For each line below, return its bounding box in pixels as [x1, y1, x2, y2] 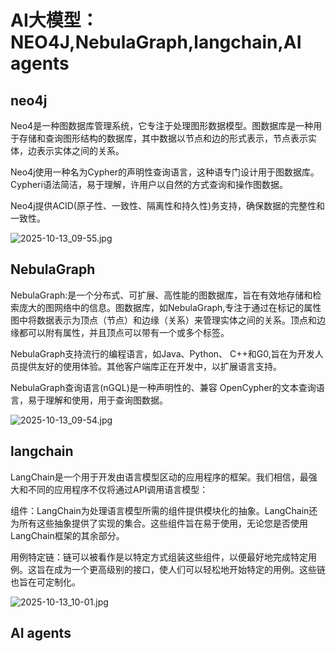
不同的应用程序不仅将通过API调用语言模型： [27, 483, 209, 495]
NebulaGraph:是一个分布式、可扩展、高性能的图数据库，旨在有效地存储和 [10, 289, 313, 301]
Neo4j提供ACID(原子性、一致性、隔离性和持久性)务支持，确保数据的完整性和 [10, 200, 326, 211]
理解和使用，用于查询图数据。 [44, 394, 168, 406]
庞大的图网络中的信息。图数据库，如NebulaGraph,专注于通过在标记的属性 [18, 301, 322, 313]
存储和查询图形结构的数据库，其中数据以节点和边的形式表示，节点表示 [18, 132, 308, 144]
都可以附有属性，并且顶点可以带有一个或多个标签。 [18, 326, 230, 338]
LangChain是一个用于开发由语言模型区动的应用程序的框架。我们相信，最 [10, 471, 309, 483]
